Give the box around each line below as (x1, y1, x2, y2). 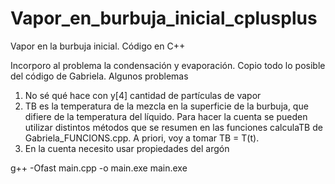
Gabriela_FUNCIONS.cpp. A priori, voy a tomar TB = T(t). (24, 132, 260, 144)
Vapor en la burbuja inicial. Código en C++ (10, 40, 186, 52)
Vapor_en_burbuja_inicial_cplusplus (10, 7, 318, 30)
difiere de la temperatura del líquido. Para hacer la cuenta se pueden (24, 110, 308, 122)
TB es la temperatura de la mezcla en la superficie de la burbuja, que (24, 100, 309, 112)
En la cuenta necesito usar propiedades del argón (24, 142, 230, 154)
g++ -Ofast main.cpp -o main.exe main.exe (10, 162, 188, 174)
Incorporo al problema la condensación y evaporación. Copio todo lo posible (10, 59, 326, 71)
